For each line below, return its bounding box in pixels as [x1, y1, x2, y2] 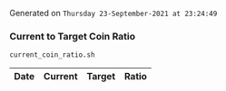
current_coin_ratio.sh [9, 50, 95, 59]
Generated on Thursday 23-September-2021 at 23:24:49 [9, 8, 218, 18]
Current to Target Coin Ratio [9, 30, 136, 42]
